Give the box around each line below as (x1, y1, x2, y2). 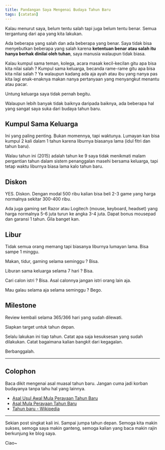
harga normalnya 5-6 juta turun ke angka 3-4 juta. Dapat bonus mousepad (5, 211, 156, 217)
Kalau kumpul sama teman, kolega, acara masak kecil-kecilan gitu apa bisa (5, 60, 157, 66)
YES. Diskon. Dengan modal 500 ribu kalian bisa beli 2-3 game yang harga (5, 191, 156, 197)
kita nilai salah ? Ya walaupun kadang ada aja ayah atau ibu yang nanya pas (5, 71, 158, 76)
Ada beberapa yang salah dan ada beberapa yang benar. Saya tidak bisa (5, 40, 152, 46)
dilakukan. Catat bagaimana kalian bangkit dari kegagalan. (5, 338, 123, 344)
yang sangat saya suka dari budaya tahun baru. (5, 106, 102, 112)
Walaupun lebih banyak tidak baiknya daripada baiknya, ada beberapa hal (5, 100, 154, 106)
